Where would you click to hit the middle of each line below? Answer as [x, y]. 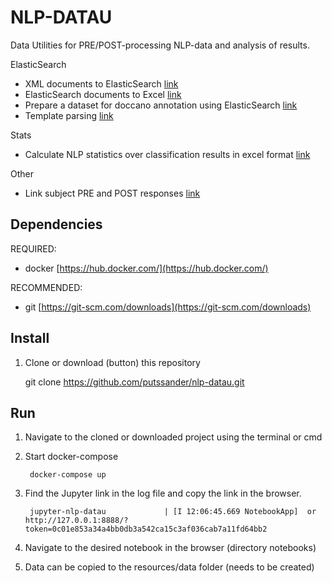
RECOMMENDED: [46, 287]
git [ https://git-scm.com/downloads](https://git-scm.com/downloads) [168, 307]
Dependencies [56, 224]
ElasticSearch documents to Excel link [103, 94]
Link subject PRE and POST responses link [112, 193]
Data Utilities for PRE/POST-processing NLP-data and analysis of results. [160, 45]
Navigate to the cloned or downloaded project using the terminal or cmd [173, 437]
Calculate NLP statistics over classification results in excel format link [167, 154]
